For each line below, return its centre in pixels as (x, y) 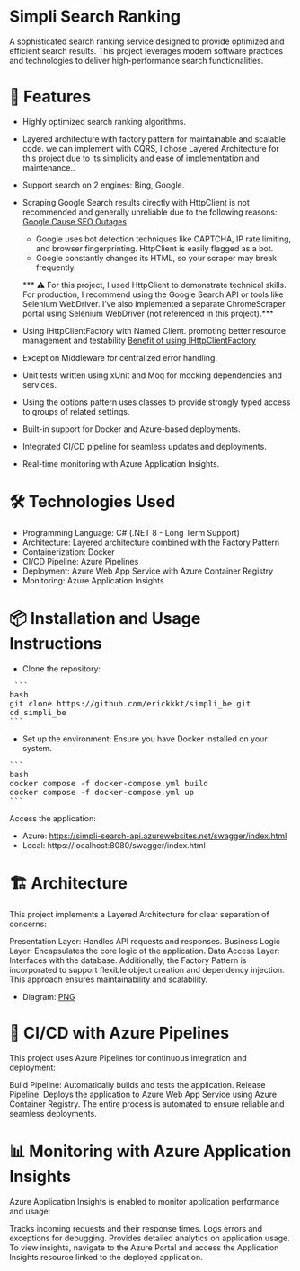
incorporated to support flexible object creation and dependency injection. (147, 969)
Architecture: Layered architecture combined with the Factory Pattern (151, 542)
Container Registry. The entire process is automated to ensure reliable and (147, 1104)
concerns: (28, 924)
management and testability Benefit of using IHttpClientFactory (139, 340)
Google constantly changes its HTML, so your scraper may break (156, 258)
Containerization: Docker (68, 552)
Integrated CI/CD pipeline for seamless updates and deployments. (144, 446)
